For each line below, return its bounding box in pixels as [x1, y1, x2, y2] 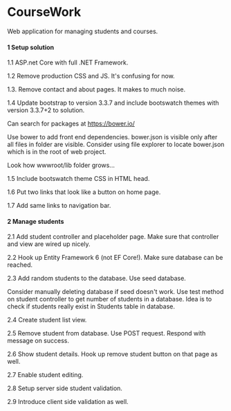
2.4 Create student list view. [7, 316, 87, 324]
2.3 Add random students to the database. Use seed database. [7, 274, 187, 283]
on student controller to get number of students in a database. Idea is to [7, 295, 212, 304]
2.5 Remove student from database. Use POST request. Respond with [7, 329, 206, 338]
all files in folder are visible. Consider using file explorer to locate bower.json [7, 140, 225, 149]
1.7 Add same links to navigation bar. [7, 202, 111, 210]
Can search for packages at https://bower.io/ [7, 119, 135, 128]
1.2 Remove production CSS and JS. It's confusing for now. [7, 72, 175, 80]
